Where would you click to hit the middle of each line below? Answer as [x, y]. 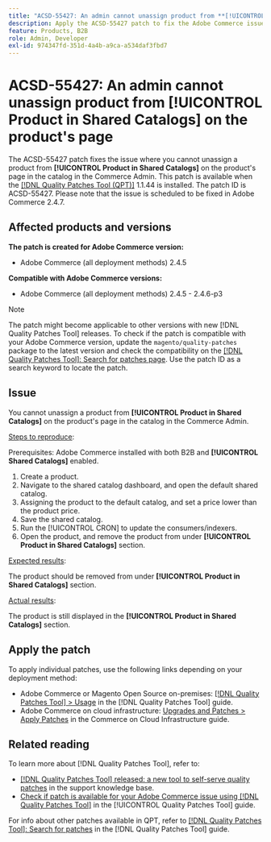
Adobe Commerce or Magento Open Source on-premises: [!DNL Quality [140, 693]
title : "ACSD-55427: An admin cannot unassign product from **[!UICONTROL [137, 16]
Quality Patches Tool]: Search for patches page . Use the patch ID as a [125, 359]
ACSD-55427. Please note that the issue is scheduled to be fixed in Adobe [131, 193]
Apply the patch [50, 650]
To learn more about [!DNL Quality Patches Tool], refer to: [104, 764]
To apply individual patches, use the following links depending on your [125, 669]
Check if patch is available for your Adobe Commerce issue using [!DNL [140, 796]
